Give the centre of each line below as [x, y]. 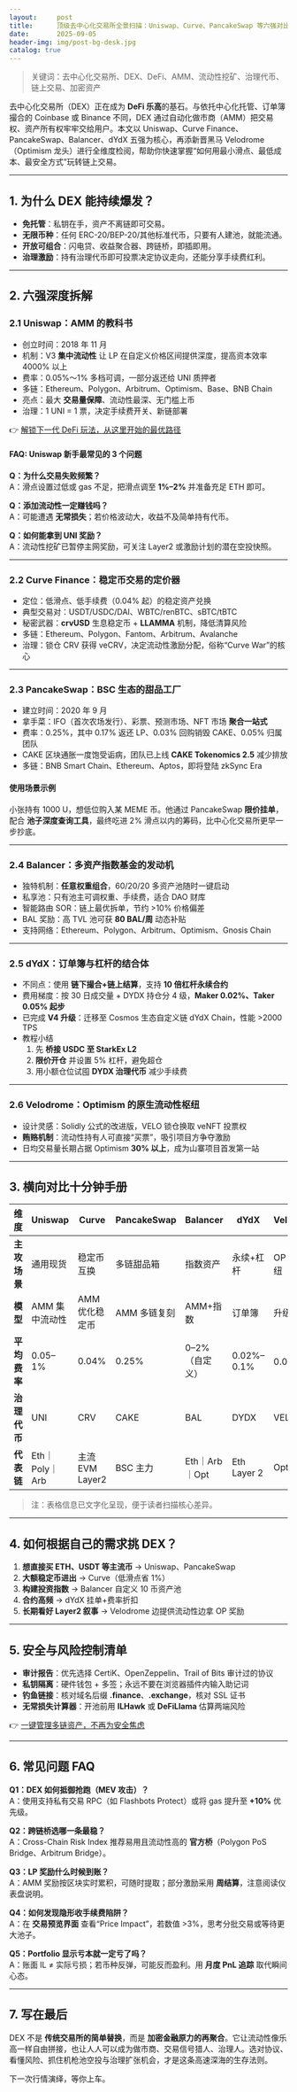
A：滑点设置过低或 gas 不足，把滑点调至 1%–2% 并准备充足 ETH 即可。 [140, 486]
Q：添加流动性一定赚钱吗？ [59, 505]
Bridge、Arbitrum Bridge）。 [60, 1853]
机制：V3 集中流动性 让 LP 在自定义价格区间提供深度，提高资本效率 [145, 355]
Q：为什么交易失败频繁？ [55, 476]
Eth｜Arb [204, 1461]
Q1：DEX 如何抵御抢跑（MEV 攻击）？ [79, 1789]
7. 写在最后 [38, 2015]
